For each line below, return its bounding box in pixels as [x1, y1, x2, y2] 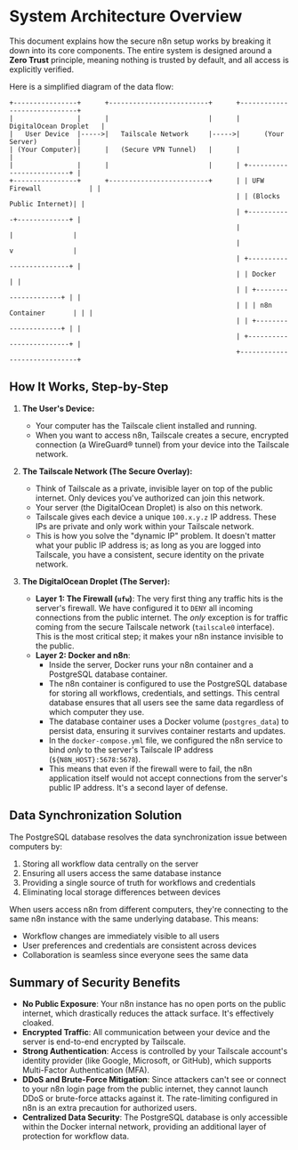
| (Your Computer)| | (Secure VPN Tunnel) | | [9, 145, 241, 154]
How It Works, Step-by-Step [9, 380, 169, 395]
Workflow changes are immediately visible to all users [21, 930, 220, 941]
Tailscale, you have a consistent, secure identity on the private [35, 549, 265, 559]
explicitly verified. [9, 64, 74, 75]
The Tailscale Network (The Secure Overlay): [21, 465, 193, 477]
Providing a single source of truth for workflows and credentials [21, 877, 256, 888]
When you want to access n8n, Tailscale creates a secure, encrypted [35, 430, 289, 440]
